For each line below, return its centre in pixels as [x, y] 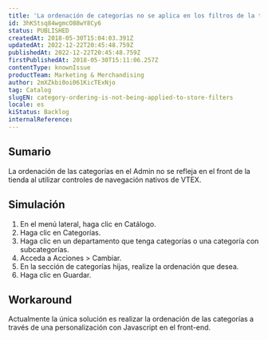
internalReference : [41, 120]
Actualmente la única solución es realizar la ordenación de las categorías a [131, 319]
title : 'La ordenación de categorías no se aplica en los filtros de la [132, 16]
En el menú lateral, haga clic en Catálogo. [88, 223]
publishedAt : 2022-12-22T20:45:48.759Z [75, 53]
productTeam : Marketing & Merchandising [77, 75]
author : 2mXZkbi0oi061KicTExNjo [62, 82]
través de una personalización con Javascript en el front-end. [110, 327]
